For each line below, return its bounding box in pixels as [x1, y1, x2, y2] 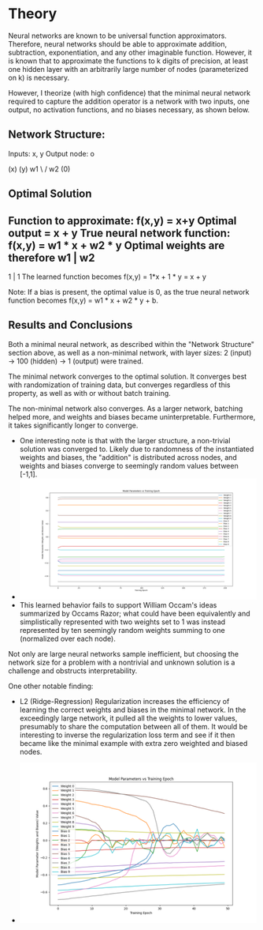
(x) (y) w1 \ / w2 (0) [8, 164, 71, 174]
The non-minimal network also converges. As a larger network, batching [8, 404, 243, 413]
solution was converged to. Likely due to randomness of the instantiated [19, 444, 254, 454]
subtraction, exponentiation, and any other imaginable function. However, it [8, 47, 252, 57]
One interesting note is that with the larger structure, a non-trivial [19, 435, 231, 445]
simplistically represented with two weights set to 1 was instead [19, 617, 226, 627]
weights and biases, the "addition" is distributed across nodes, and [19, 452, 238, 462]
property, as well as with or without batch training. [8, 388, 171, 397]
